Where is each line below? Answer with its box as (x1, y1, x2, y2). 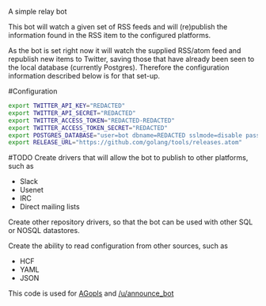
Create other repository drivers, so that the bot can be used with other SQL (8, 217, 253, 227)
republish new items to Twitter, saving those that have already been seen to (8, 55, 255, 63)
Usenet (19, 186, 44, 195)
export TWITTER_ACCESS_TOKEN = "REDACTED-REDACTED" (8, 117, 176, 124)
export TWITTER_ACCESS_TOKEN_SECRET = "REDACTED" (8, 124, 169, 132)
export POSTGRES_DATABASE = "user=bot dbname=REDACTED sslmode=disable (8, 131, 243, 140)
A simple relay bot (8, 7, 67, 16)
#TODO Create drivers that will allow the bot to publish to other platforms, (8, 153, 249, 163)
